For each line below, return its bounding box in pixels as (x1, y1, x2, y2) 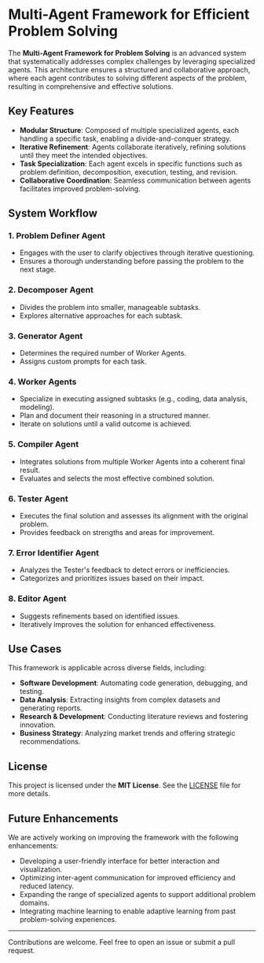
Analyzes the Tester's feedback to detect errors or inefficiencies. (19, 565, 230, 575)
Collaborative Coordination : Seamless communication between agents (19, 175, 251, 185)
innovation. (19, 720, 57, 729)
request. (8, 946, 35, 955)
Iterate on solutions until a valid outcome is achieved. (19, 419, 192, 429)
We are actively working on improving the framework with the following (8, 832, 239, 842)
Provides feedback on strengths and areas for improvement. (19, 527, 214, 537)
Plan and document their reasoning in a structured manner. (19, 411, 211, 420)
